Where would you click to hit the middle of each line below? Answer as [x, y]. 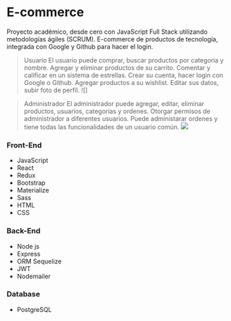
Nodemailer [33, 276]
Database [23, 294]
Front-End [24, 145]
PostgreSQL [34, 309]
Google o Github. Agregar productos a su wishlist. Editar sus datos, [121, 82]
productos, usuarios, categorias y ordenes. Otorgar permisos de [117, 111]
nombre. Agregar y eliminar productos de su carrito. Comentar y [117, 67]
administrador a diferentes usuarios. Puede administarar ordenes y [121, 118]
